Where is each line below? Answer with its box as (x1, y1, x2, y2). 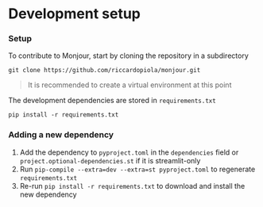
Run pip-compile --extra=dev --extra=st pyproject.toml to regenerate (19, 164, 256, 174)
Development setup (8, 5, 141, 23)
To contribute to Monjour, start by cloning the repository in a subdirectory (8, 51, 249, 60)
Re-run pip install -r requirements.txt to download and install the (19, 181, 246, 190)
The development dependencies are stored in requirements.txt (8, 96, 216, 105)
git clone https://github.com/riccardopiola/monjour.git (8, 67, 201, 75)
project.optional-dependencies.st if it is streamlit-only (19, 155, 201, 165)
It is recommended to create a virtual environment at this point (27, 80, 232, 90)
